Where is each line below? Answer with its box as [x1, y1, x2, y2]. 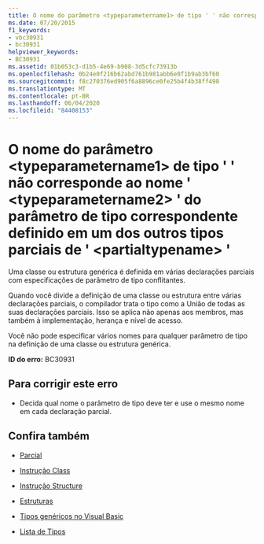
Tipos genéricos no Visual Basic [19, 511, 124, 520]
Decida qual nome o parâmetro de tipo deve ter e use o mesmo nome [19, 398, 245, 408]
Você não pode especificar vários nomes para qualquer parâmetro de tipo [8, 331, 248, 340]
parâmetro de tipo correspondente [8, 208, 238, 225]
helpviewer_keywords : [8, 48, 79, 56]
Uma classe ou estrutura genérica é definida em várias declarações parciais [8, 267, 255, 276]
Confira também [8, 430, 90, 443]
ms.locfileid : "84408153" [8, 107, 93, 115]
